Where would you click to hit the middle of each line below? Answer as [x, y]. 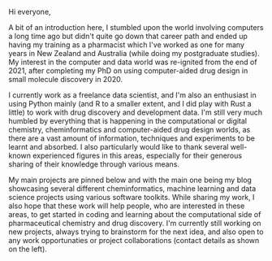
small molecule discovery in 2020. [66, 79]
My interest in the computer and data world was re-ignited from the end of [133, 62]
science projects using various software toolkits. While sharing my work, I [132, 197]
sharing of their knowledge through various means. [94, 164]
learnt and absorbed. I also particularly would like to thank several [119, 147]
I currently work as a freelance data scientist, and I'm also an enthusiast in [133, 95]
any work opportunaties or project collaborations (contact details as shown [134, 240]
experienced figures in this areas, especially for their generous [137, 155]
